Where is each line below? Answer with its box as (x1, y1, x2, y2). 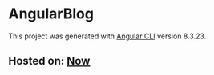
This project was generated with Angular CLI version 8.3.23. (8, 31, 207, 41)
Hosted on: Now (8, 54, 91, 68)
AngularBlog (8, 5, 95, 23)
